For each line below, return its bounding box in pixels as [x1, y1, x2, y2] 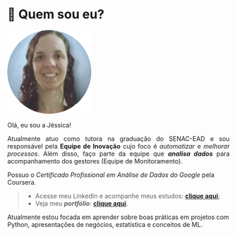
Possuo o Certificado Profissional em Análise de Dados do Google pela [7, 170, 215, 179]
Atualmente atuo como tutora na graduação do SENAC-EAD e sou [7, 134, 230, 143]
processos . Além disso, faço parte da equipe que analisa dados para [7, 149, 230, 158]
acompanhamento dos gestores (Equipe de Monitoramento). [7, 156, 183, 165]
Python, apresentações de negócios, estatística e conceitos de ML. [7, 220, 203, 228]
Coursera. [7, 178, 37, 186]
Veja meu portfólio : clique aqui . [35, 199, 128, 207]
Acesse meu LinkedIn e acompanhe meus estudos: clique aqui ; [35, 192, 220, 200]
